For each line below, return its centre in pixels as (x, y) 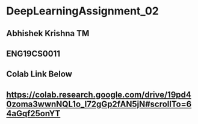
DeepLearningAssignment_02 (83, 11)
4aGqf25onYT (33, 113)
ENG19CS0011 (33, 53)
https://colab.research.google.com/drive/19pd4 (99, 95)
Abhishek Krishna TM (48, 33)
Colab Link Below (39, 74)
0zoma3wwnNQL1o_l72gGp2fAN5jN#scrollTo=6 (99, 104)
